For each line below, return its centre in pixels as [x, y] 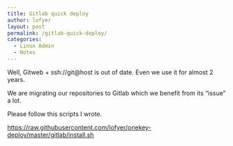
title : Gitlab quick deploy [48, 14]
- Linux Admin [34, 46]
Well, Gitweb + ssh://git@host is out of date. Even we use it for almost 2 [111, 72]
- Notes [25, 53]
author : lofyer [29, 20]
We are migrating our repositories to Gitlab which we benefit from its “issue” [116, 93]
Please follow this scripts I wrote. [55, 114]
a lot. [15, 100]
